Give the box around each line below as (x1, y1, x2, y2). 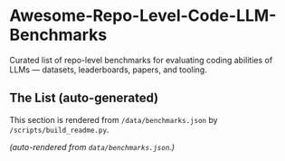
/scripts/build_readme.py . (9, 124, 109, 135)
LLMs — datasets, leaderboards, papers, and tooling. (9, 64, 208, 75)
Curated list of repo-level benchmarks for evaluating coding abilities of (9, 54, 273, 65)
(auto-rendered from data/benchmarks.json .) (9, 141, 175, 152)
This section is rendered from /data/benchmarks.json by (9, 114, 219, 125)
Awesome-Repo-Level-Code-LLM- (9, 5, 277, 26)
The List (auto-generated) (9, 90, 159, 106)
